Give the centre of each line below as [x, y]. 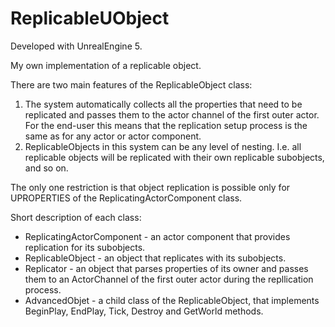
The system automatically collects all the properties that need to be [163, 104]
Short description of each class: [76, 217]
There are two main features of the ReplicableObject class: [131, 84]
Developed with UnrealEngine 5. [76, 46]
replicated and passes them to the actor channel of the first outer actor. [172, 114]
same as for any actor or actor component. [113, 136]
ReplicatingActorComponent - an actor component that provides [157, 236]
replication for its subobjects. [85, 247]
